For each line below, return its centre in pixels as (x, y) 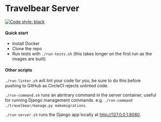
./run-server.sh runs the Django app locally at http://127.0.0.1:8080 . (73, 115)
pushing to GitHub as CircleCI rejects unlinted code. (57, 86)
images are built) (29, 59)
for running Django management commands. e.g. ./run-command (69, 100)
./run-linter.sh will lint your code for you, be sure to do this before (73, 81)
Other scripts (19, 70)
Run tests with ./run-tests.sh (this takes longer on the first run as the (82, 54)
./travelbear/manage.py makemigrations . (46, 105)
